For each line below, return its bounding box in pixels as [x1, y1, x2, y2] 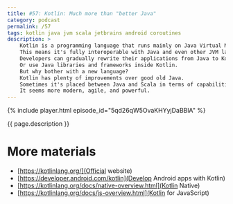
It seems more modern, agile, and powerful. [19, 87, 150, 94]
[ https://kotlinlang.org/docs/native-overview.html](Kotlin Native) [17, 181, 200, 190]
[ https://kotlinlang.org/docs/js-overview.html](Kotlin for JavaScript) [17, 189, 209, 197]
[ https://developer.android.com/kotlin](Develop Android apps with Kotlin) [17, 174, 225, 183]
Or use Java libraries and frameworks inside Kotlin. [19, 62, 178, 68]
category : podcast [7, 17, 60, 24]
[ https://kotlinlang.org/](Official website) [17, 167, 133, 175]
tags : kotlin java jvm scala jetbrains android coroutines [7, 29, 182, 37]
